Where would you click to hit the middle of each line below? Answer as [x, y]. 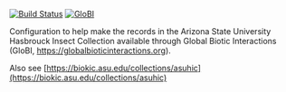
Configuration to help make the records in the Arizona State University [140, 31]
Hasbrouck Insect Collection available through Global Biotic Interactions [143, 41]
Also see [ [28, 68]
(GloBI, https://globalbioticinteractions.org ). [91, 51]
